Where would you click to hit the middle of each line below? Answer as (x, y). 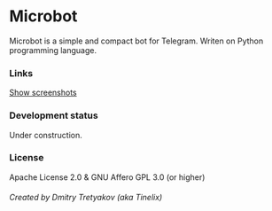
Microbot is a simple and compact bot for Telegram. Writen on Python (136, 41)
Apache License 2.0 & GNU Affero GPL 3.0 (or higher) (107, 177)
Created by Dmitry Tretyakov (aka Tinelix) (86, 198)
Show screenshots (43, 93)
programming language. (53, 50)
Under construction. (46, 135)
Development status (54, 115)
